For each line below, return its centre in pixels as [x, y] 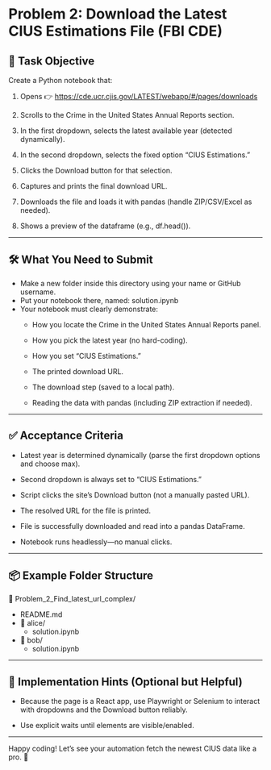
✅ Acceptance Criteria [66, 436]
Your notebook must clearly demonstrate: [89, 309]
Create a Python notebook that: [60, 80]
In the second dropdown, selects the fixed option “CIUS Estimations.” [135, 155]
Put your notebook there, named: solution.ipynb [99, 300]
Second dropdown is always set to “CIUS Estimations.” [111, 479]
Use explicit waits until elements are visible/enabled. [107, 726]
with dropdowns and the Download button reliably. [104, 710]
